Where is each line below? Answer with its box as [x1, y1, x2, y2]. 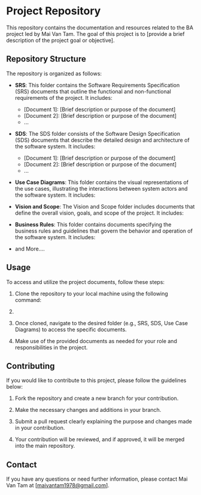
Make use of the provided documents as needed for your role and [14, 337, 178, 344]
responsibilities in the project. [14, 344, 88, 351]
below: [6, 383, 23, 390]
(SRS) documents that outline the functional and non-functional [14, 88, 172, 95]
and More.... [14, 245, 45, 252]
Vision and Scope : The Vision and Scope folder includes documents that [14, 203, 195, 210]
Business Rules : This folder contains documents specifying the [14, 221, 172, 228]
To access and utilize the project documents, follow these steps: [6, 278, 165, 285]
